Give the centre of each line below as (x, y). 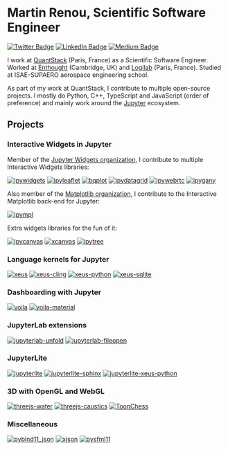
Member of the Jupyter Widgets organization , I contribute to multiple (105, 159)
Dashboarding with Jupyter (54, 292)
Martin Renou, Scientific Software (107, 13)
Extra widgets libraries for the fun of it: (62, 228)
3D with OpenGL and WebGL (56, 391)
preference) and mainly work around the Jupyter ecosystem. (94, 102)
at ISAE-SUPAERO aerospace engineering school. (78, 75)
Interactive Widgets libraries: (48, 167)
